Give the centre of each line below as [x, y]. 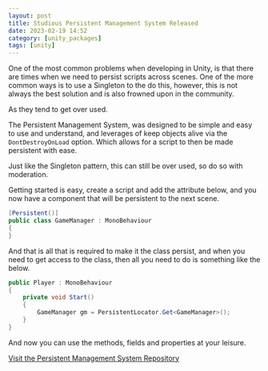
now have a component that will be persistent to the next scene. [114, 199]
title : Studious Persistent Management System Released [103, 23]
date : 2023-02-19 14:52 [48, 30]
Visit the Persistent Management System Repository [94, 358]
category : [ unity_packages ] [55, 38]
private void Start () [58, 297]
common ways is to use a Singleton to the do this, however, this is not [123, 86]
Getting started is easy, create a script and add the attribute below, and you [133, 190]
